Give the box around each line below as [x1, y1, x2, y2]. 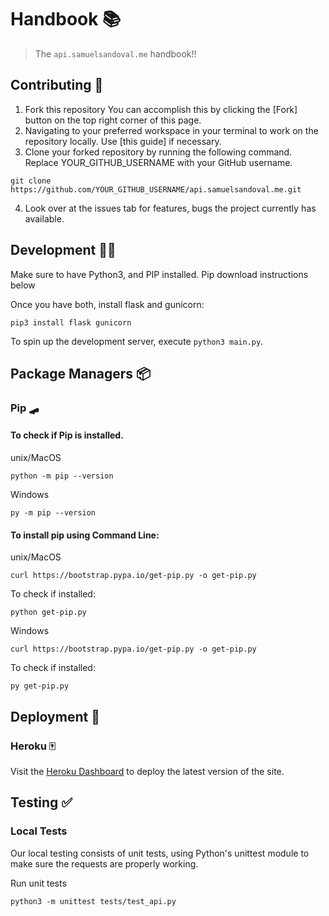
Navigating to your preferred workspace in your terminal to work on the [24, 124, 319, 136]
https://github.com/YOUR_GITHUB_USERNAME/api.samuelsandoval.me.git [10, 184, 302, 195]
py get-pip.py [10, 681, 70, 691]
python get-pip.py [10, 607, 87, 618]
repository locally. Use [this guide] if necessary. [24, 135, 222, 147]
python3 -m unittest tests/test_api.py [10, 896, 177, 906]
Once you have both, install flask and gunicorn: [10, 298, 205, 310]
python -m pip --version [10, 471, 114, 481]
